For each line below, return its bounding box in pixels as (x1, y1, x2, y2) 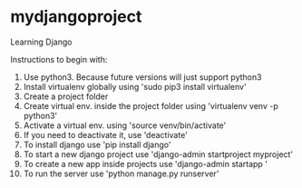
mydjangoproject (10, 6, 142, 27)
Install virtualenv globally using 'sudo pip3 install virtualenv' (23, 81, 248, 92)
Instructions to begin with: (10, 54, 108, 64)
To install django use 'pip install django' (23, 139, 171, 150)
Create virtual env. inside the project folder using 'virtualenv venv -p (23, 100, 279, 111)
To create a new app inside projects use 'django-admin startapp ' (23, 158, 268, 169)
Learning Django (10, 36, 73, 47)
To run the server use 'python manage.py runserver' (23, 168, 219, 179)
